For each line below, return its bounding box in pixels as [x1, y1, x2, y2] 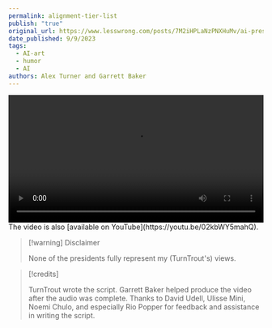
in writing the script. [28, 310, 96, 320]
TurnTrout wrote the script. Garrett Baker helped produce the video [28, 284, 253, 294]
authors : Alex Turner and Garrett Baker [8, 72, 147, 80]
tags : [8, 42, 27, 50]
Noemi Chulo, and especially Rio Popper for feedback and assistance [28, 301, 260, 312]
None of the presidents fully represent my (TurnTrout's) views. [28, 253, 236, 263]
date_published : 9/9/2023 [8, 34, 96, 43]
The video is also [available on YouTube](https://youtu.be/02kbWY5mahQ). [8, 222, 259, 232]
